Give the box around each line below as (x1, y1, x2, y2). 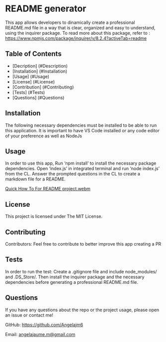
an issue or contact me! (5, 312, 54, 318)
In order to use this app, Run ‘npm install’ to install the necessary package (5, 160, 157, 167)
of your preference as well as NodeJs (5, 133, 82, 139)
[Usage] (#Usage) (12, 73, 50, 80)
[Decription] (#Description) (12, 63, 68, 69)
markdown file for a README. (5, 176, 66, 182)
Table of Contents (5, 50, 62, 58)
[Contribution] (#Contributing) (12, 84, 74, 90)
